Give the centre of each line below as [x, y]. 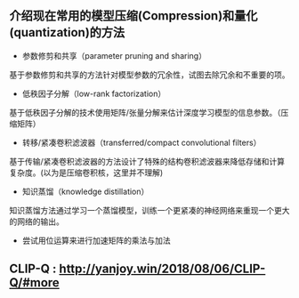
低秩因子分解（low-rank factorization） [94, 93]
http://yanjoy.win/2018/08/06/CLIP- [162, 269]
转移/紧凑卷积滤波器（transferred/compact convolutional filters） [141, 142]
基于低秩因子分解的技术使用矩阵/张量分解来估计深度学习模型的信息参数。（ [145, 112]
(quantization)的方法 [67, 32]
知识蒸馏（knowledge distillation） [85, 191]
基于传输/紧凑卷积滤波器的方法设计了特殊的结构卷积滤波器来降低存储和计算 [147, 161]
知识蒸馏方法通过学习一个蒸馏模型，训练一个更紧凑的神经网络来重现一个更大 [149, 210]
